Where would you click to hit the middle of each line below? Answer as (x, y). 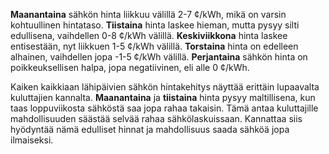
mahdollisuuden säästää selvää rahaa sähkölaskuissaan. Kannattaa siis (156, 118)
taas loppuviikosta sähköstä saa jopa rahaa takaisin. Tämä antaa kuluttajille (164, 108)
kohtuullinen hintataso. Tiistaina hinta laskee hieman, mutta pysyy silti (155, 25)
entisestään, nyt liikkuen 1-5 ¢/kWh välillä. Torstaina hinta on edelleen (154, 46)
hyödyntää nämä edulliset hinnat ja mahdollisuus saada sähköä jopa (150, 129)
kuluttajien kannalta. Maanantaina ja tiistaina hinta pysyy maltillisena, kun (163, 97)
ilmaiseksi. (32, 140)
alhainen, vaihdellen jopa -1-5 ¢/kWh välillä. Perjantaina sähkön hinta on (159, 57)
